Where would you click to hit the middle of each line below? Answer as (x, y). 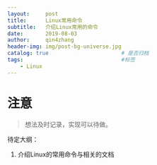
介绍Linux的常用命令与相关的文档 (66, 154)
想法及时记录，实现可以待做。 (68, 124)
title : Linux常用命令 (45, 20)
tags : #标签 (71, 60)
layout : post (33, 14)
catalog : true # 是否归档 (78, 54)
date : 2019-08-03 (42, 33)
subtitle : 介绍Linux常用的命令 (53, 27)
